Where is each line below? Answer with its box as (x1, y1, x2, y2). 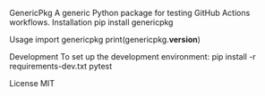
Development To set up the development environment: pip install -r (9, 52, 257, 61)
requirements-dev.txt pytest (9, 61, 113, 71)
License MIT (9, 78, 56, 88)
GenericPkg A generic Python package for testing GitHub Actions (9, 8, 251, 18)
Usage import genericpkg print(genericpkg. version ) (9, 35, 201, 44)
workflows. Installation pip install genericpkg (9, 17, 174, 28)
